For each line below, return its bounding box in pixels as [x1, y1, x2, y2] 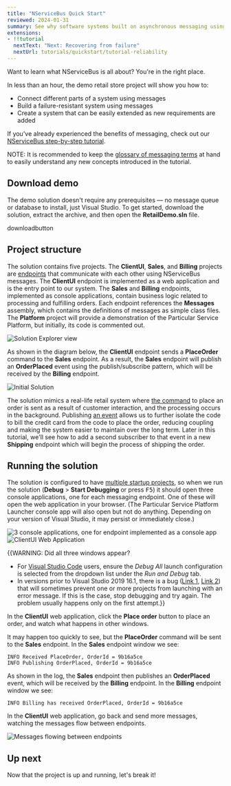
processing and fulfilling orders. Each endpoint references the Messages [7, 299, 214, 307]
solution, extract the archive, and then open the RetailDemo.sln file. [7, 210, 199, 219]
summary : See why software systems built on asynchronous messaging [7, 23, 208, 30]
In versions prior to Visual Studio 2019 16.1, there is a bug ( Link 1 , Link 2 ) [16, 577, 221, 585]
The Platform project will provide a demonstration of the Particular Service [7, 313, 219, 321]
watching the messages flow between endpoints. [7, 719, 146, 727]
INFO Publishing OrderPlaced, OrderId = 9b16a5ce [7, 660, 153, 667]
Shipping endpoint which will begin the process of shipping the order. [7, 440, 205, 448]
